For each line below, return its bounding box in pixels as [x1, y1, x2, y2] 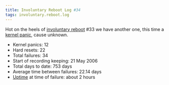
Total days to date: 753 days [12, 63, 72, 69]
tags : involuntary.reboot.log [5, 12, 70, 17]
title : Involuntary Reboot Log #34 [5, 7, 81, 13]
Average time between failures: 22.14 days [12, 68, 102, 74]
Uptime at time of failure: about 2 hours [12, 74, 96, 80]
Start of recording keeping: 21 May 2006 [12, 58, 98, 64]
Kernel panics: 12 [12, 41, 49, 47]
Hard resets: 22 [12, 47, 46, 53]
